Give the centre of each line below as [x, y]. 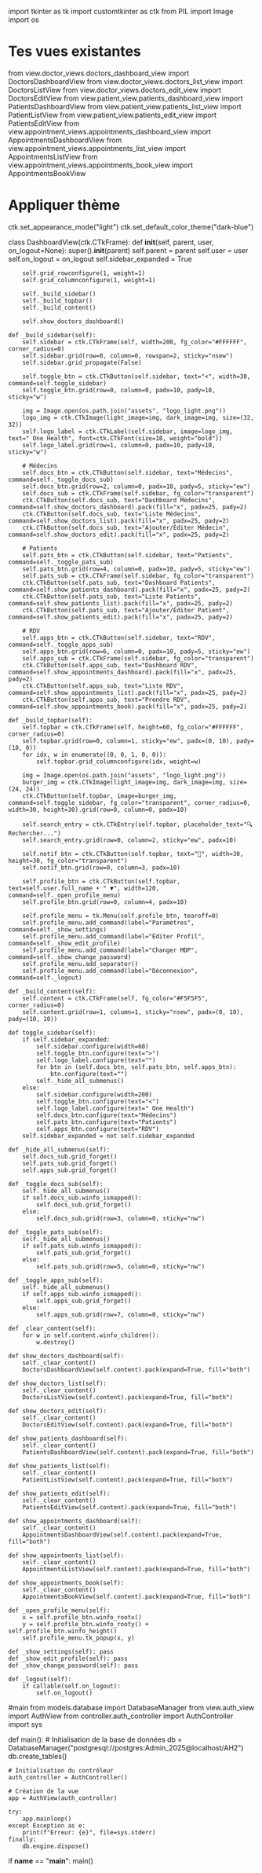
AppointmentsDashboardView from [65, 140]
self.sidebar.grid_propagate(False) [82, 362]
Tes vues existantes [75, 51]
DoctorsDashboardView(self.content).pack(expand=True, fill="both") [136, 1370]
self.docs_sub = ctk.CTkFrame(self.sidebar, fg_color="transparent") [138, 493]
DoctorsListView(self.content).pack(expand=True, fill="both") [128, 1397]
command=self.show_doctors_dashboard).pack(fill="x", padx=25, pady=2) [127, 507]
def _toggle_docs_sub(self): [56, 1184]
